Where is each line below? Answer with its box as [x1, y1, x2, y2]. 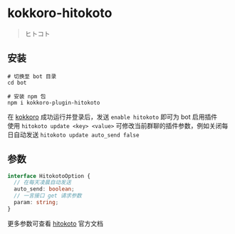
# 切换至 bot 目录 [7, 73, 57, 80]
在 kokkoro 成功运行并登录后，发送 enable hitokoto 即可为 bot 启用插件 [7, 112, 218, 121]
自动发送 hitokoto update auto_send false [13, 130, 140, 139]
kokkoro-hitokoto [7, 5, 113, 21]
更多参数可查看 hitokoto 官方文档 [7, 219, 103, 228]
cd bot [7, 79, 27, 86]
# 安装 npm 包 [7, 92, 46, 100]
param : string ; [14, 199, 59, 206]
